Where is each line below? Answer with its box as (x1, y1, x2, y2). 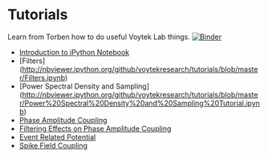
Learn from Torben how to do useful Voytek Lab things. (7, 32, 190, 41)
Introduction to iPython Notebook (18, 47, 130, 57)
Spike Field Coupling (18, 140, 88, 150)
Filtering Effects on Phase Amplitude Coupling (18, 124, 172, 133)
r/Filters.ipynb (18, 73, 66, 82)
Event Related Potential (18, 132, 96, 141)
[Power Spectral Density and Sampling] (18, 81, 150, 91)
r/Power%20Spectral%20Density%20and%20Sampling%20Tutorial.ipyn (18, 98, 260, 108)
